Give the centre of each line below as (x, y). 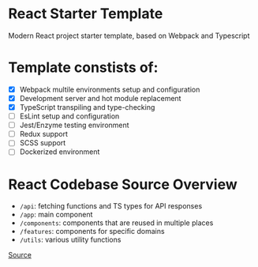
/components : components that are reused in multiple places (116, 223)
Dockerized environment (60, 152)
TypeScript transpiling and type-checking (87, 107)
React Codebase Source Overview (123, 184)
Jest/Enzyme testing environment (74, 125)
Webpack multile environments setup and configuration (110, 89)
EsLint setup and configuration (69, 116)
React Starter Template (86, 14)
